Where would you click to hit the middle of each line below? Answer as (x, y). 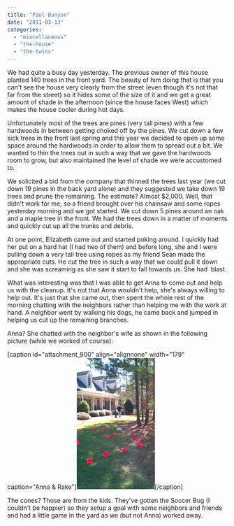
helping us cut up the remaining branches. (68, 320)
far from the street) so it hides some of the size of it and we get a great (109, 95)
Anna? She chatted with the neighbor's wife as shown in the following (108, 333)
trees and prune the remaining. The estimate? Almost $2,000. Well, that (110, 196)
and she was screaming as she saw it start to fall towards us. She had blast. (117, 269)
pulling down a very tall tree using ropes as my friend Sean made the (106, 254)
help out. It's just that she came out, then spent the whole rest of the (106, 298)
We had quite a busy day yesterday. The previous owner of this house (108, 72)
